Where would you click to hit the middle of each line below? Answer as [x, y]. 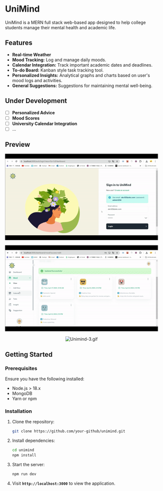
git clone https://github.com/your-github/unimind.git [69, 431]
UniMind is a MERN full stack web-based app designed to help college [75, 22]
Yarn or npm [24, 399]
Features [19, 43]
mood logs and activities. [37, 80]
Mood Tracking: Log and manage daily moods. [59, 60]
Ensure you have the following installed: [45, 379]
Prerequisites [21, 368]
